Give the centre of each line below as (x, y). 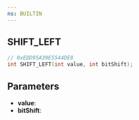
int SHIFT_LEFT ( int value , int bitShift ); (70, 65)
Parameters (33, 86)
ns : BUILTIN (25, 14)
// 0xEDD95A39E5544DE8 (40, 58)
